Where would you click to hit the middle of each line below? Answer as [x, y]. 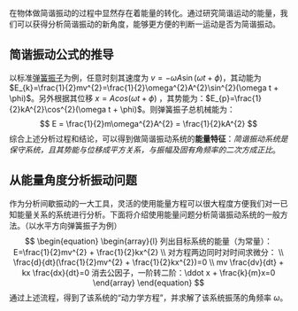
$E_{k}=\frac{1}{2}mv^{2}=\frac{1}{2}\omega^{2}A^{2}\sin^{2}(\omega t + [144, 88]
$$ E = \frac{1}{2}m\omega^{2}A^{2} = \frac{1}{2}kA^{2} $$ [149, 123]
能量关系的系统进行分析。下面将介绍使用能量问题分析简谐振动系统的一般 [148, 214]
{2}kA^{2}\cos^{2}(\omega [58, 109]
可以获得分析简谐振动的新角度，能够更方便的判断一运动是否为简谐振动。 [148, 24]
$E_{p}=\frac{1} [233, 98]
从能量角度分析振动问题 [73, 180]
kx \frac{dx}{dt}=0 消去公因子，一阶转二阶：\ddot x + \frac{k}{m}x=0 [149, 272]
